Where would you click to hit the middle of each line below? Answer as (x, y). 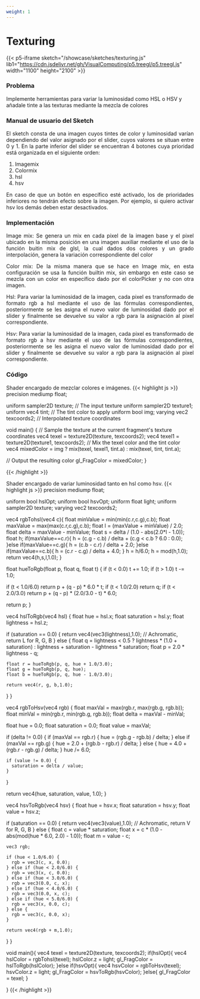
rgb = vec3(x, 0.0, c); (41, 904)
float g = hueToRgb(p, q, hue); (46, 669)
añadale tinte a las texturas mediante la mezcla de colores (77, 105)
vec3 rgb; (18, 847)
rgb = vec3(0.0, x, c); (41, 893)
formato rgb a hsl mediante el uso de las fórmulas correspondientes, (100, 303)
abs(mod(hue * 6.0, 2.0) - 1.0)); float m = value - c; (68, 836)
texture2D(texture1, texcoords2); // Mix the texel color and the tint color (93, 443)
